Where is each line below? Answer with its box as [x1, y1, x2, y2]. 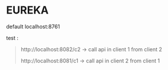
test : [6, 34, 19, 41]
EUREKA [6, 4, 49, 17]
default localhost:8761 [6, 23, 61, 30]
